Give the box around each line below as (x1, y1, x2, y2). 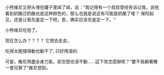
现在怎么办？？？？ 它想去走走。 (5, 37, 72, 43)
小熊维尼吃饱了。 (5, 27, 40, 33)
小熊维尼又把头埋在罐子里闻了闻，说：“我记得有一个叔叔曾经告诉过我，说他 (5, 4, 160, 10)
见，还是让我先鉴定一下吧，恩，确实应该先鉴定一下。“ (5, 17, 116, 22)
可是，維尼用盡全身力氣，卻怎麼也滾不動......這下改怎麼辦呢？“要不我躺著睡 (5, 59, 158, 64)
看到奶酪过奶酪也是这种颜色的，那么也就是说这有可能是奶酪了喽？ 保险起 (5, 10, 154, 16)
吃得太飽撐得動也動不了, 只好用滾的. (5, 48, 79, 54)
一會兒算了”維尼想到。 (5, 65, 51, 71)
